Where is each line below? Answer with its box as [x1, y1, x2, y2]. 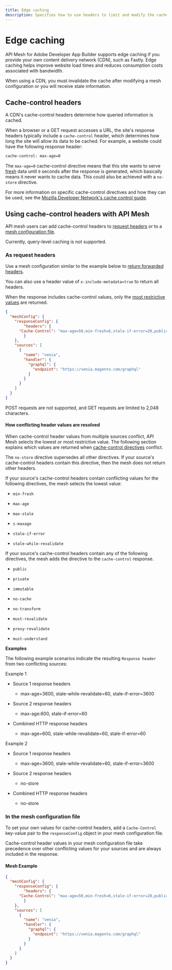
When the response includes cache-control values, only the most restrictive [5, 294, 165, 300]
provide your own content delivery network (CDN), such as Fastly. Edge [5, 57, 157, 63]
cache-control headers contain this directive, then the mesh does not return [5, 460, 165, 466]
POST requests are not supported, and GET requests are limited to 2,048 [5, 405, 159, 411]
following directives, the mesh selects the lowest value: [5, 481, 122, 487]
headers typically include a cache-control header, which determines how [5, 133, 160, 139]
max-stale [12, 511, 34, 517]
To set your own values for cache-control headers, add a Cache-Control [5, 825, 157, 831]
